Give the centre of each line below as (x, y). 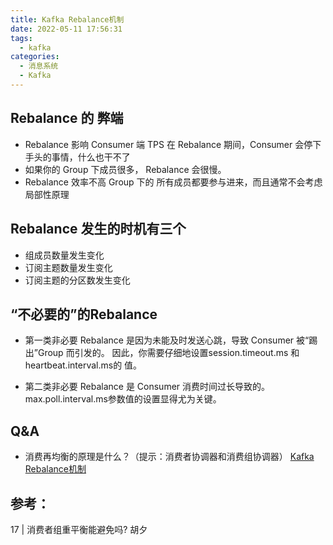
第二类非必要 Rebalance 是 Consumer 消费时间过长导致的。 (147, 387)
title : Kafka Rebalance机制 (67, 19)
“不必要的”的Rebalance (84, 314)
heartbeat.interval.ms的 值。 (83, 365)
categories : (35, 57)
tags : (21, 38)
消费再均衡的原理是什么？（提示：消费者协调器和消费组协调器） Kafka (169, 457)
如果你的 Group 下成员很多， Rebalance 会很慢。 (125, 169)
